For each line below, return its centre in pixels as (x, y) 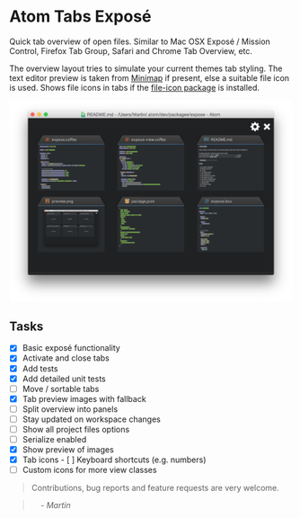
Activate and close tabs (66, 358)
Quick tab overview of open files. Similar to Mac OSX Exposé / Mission (140, 41)
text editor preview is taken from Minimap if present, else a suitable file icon (150, 77)
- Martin (55, 505)
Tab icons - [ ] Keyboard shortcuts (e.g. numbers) (114, 460)
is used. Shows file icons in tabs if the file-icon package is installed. (135, 87)
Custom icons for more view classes (89, 470)
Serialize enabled (54, 439)
